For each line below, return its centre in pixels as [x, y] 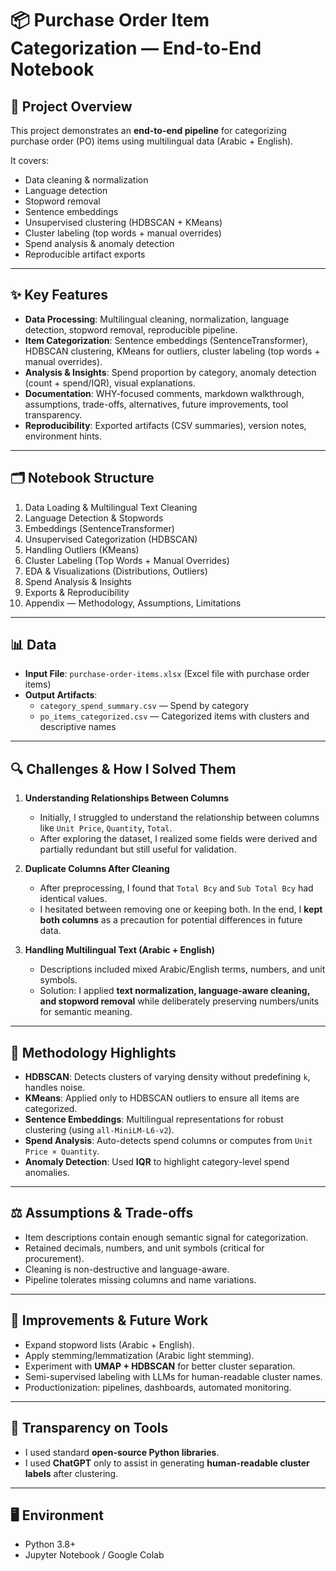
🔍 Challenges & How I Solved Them [123, 768]
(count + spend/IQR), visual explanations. [110, 383]
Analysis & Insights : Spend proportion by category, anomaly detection [170, 372]
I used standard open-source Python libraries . [122, 1452]
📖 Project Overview [71, 106]
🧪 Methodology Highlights [93, 1052]
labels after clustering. [71, 1473]
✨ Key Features [59, 295]
